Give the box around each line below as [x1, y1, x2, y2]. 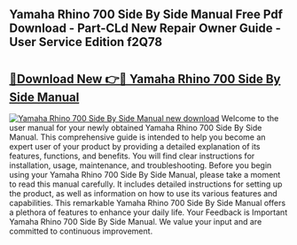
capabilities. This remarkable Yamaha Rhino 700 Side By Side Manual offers [9, 198, 286, 208]
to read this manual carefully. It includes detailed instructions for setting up [9, 179, 283, 189]
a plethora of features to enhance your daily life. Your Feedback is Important [9, 207, 288, 218]
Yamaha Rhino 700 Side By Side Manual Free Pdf [9, 7, 284, 22]
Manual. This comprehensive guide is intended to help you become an [9, 132, 266, 142]
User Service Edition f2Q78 [9, 34, 162, 50]
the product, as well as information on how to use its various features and [9, 188, 277, 198]
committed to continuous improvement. [9, 226, 153, 236]
